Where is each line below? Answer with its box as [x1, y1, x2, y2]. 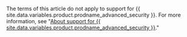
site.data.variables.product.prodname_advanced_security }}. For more [6, 11, 182, 18]
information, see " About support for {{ [6, 18, 101, 24]
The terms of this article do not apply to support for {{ [6, 5, 140, 12]
